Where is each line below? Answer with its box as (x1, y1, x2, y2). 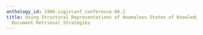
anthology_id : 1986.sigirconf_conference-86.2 (6, 8, 126, 15)
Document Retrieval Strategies (11, 20, 91, 26)
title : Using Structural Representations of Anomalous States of (6, 14, 174, 20)
